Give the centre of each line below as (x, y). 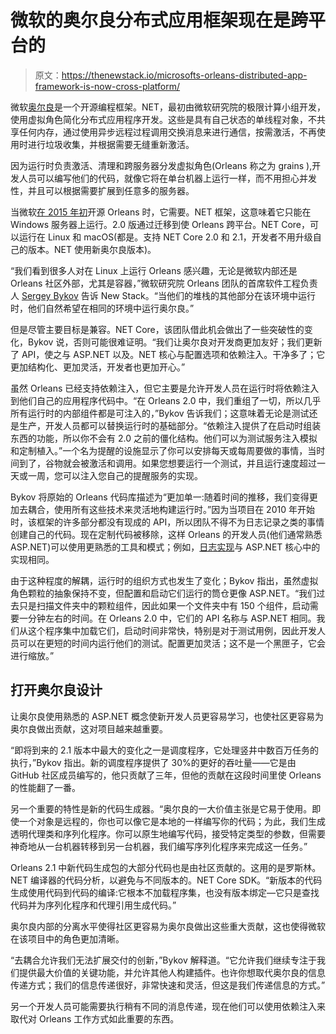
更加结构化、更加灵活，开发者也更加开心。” (98, 367)
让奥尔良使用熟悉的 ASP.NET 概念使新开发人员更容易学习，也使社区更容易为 (167, 716)
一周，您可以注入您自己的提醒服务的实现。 (115, 475)
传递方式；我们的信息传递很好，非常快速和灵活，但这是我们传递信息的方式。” (168, 985)
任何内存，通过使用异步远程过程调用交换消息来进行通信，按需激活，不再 (167, 132)
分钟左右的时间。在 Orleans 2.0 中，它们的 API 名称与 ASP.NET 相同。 (172, 618)
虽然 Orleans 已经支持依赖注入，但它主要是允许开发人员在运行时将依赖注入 (165, 388)
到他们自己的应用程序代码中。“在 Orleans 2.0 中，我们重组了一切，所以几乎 (166, 400)
